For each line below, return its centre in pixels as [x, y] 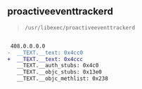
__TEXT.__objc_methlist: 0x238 [63, 79]
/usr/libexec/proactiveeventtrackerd [80, 27]
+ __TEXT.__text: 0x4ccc [45, 59]
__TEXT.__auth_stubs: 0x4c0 [58, 66]
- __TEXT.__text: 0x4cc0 [45, 53]
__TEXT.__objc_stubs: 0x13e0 [59, 72]
